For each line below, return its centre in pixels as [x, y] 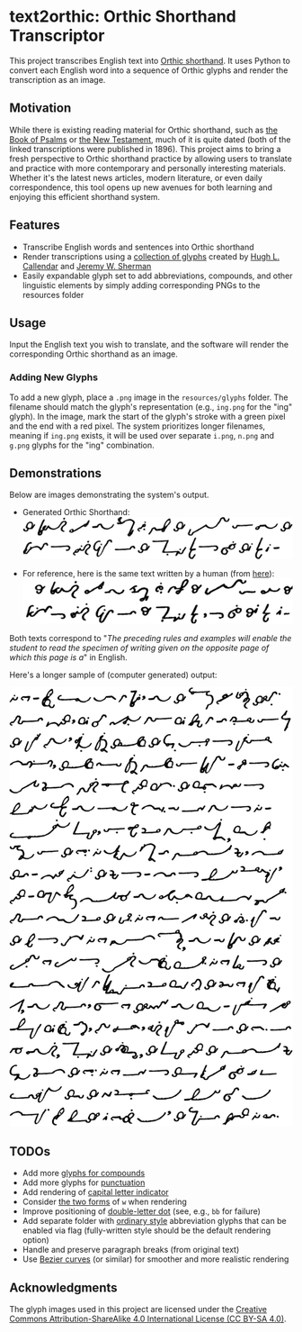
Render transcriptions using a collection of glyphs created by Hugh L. [151, 256]
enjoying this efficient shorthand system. [84, 196]
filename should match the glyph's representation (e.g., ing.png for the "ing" [151, 406]
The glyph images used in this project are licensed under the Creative [138, 1309]
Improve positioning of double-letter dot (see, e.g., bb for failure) [141, 1211]
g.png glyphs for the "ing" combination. [82, 445]
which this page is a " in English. [68, 657]
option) [36, 1240]
